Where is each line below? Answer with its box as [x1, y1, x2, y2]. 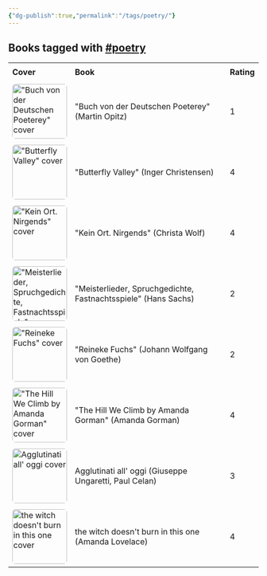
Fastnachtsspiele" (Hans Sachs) [75, 293, 195, 304]
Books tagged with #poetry [8, 41, 146, 55]
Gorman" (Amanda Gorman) [75, 415, 180, 426]
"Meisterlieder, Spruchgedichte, [75, 284, 195, 295]
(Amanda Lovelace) [75, 536, 149, 547]
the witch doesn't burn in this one [75, 527, 200, 538]
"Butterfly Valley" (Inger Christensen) [75, 167, 215, 178]
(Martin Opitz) [75, 111, 128, 122]
